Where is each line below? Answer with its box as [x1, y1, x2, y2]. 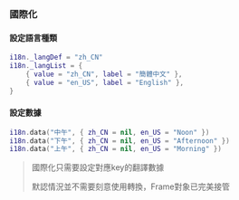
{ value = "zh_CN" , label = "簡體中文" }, [25, 70, 183, 79]
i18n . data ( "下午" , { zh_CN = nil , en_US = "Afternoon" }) [9, 136, 231, 146]
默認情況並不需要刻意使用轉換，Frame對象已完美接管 [31, 181, 231, 192]
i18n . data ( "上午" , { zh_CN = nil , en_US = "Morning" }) [9, 145, 222, 154]
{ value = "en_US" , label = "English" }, [25, 78, 185, 87]
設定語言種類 [9, 32, 57, 43]
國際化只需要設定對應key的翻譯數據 [31, 162, 165, 173]
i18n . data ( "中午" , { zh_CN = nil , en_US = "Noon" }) [9, 128, 210, 137]
